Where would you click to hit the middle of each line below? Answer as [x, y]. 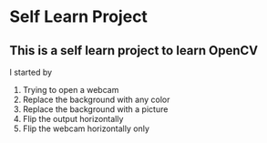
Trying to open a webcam [71, 90]
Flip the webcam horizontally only [86, 128]
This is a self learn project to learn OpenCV [134, 51]
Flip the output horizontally [73, 119]
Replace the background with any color [96, 99]
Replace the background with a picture [95, 109]
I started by [31, 72]
